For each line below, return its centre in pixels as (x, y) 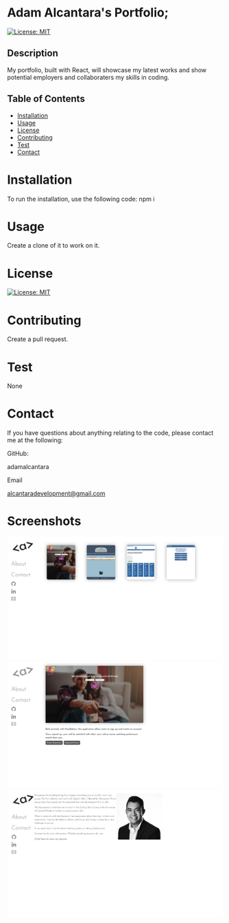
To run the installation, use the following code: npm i (81, 199)
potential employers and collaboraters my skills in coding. (88, 77)
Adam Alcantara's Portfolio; (88, 13)
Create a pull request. (38, 339)
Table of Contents (46, 99)
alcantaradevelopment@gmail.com (56, 494)
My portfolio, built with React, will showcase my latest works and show (107, 69)
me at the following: (35, 440)
